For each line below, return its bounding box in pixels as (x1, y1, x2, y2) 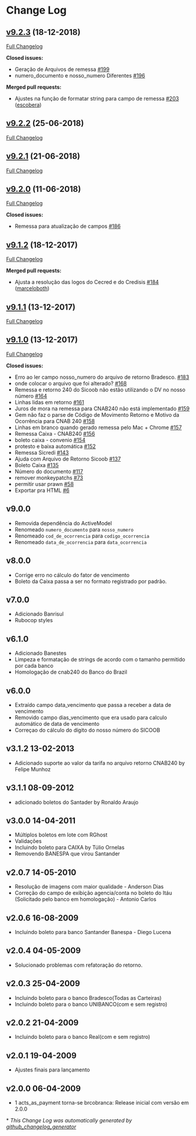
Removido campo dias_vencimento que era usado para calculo (14, 714, 167, 721)
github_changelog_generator (6, 1123, 77, 1131)
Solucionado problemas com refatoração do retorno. (14, 961, 143, 968)
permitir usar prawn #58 (14, 480, 74, 487)
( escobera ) (14, 101, 42, 108)
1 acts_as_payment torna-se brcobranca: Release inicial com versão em (14, 1099, 189, 1106)
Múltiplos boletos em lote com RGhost (14, 831, 108, 838)
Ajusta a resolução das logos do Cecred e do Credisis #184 (14, 279, 159, 286)
